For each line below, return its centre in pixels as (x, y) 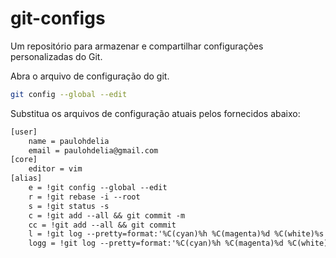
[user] (24, 132)
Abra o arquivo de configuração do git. (90, 76)
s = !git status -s (69, 206)
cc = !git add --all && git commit (102, 225)
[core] (24, 160)
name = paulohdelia (69, 141)
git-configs (58, 18)
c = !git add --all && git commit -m (107, 215)
